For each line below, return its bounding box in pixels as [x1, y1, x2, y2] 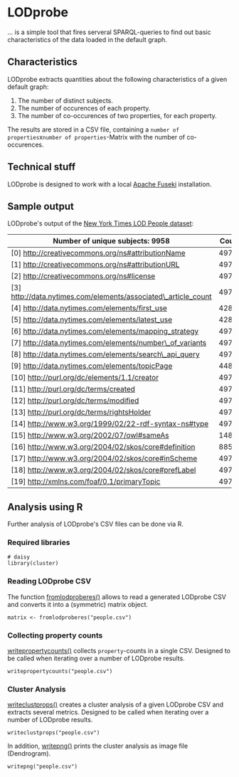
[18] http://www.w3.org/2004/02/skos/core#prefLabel [11, 465, 196, 475]
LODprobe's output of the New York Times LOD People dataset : [7, 219, 194, 228]
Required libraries [7, 538, 70, 548]
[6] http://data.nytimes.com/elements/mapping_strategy [11, 327, 199, 337]
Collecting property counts [7, 630, 103, 640]
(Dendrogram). [7, 749, 51, 758]
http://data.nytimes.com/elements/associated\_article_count [11, 292, 212, 302]
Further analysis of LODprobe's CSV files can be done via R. [7, 520, 184, 529]
